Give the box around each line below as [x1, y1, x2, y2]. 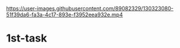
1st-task [6, 32, 48, 45]
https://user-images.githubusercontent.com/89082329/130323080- [6, 5, 174, 12]
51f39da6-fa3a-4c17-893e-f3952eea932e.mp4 [6, 11, 123, 18]
